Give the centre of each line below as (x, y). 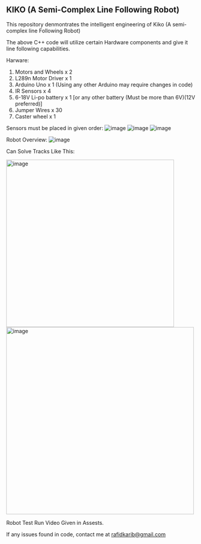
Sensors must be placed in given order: (55, 128)
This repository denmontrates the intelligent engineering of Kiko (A (89, 24)
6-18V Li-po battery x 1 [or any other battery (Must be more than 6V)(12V (105, 97)
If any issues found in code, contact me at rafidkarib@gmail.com (86, 534)
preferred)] (28, 104)
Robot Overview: (27, 140)
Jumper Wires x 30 (39, 110)
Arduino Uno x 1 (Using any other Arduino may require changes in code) (104, 84)
